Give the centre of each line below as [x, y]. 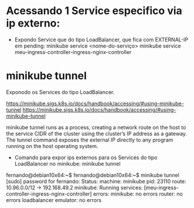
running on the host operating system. [52, 146]
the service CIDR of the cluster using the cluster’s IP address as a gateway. [97, 133]
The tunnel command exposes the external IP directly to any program [90, 140]
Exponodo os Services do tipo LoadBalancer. [60, 92]
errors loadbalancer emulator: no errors [54, 200]
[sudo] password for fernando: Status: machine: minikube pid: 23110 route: [96, 181]
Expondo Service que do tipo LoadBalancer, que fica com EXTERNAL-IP [101, 39]
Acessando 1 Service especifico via [94, 11]
